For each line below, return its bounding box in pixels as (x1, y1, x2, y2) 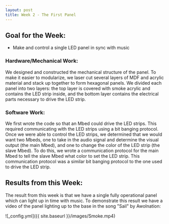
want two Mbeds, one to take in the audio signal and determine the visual (5, 136, 159, 143)
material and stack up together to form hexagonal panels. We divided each (5, 80, 162, 86)
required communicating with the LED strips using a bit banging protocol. (5, 126, 159, 132)
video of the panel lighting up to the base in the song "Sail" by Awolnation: (5, 203, 161, 209)
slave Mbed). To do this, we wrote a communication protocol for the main (5, 147, 159, 154)
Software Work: (5, 109, 45, 116)
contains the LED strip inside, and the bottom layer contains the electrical (5, 90, 159, 97)
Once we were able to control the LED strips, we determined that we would (5, 131, 162, 137)
